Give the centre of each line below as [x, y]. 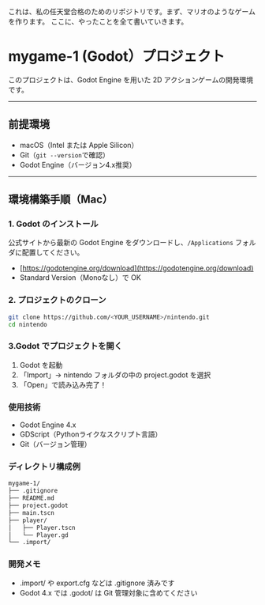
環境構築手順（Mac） [61, 200]
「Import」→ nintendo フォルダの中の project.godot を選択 [115, 375]
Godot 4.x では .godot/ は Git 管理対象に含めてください [108, 592]
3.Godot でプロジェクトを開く [65, 346]
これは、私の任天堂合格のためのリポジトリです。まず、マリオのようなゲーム [132, 11]
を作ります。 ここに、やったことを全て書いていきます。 [98, 21]
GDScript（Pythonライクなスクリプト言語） [91, 434]
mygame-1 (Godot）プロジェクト [117, 57]
